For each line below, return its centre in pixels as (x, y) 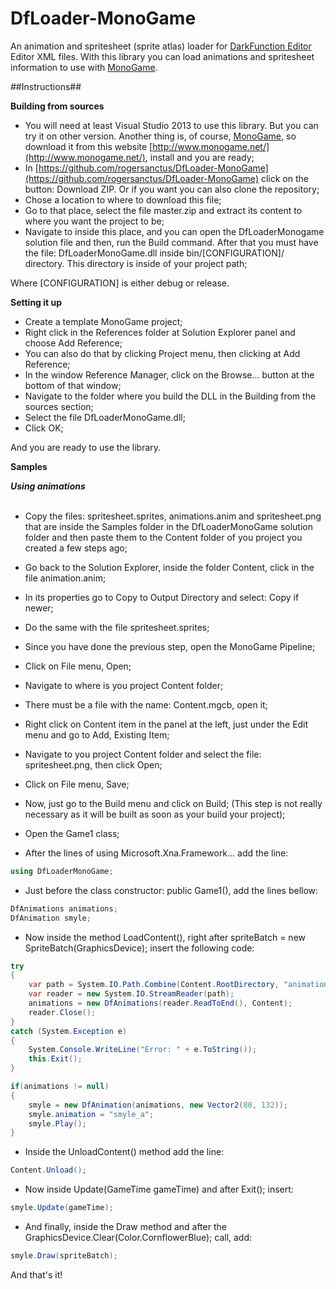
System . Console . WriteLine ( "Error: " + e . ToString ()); (142, 1050)
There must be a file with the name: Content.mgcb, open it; (146, 704)
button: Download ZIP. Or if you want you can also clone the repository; (172, 189)
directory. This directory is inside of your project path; (136, 263)
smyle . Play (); (57, 1123)
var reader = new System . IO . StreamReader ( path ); (131, 994)
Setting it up (36, 302)
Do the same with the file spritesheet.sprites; (117, 627)
